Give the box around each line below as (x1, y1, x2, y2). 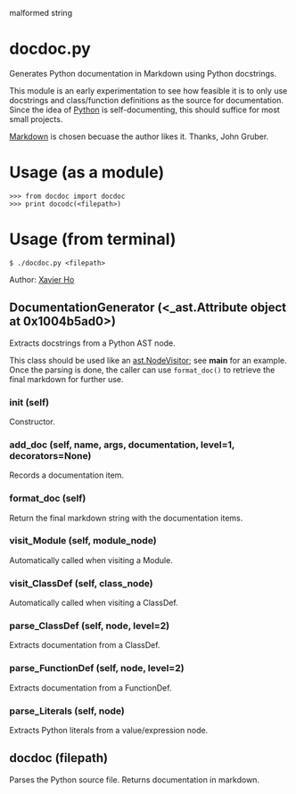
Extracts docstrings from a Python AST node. (9, 338, 176, 348)
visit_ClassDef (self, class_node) (9, 577, 153, 589)
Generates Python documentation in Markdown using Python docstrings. (9, 68, 277, 78)
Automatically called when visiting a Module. (9, 554, 174, 565)
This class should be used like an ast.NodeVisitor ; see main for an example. (9, 355, 287, 365)
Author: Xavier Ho (9, 274, 75, 284)
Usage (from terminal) (9, 229, 177, 250)
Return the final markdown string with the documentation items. (9, 512, 243, 523)
